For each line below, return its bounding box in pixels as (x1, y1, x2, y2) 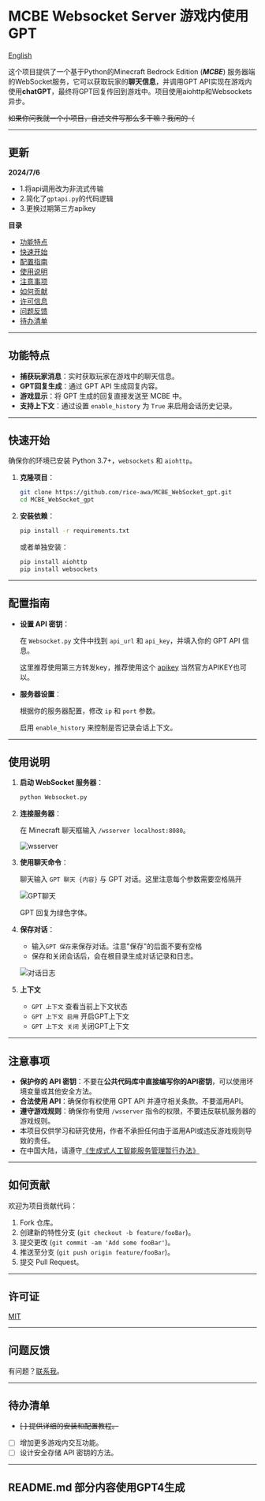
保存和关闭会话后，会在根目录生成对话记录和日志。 (31, 951, 198, 961)
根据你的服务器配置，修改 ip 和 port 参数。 (19, 706, 160, 715)
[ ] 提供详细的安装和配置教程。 (19, 1421, 119, 1431)
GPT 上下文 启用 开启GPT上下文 (31, 1011, 130, 1021)
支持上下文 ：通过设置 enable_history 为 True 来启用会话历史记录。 (19, 400, 237, 411)
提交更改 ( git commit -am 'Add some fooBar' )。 (19, 1237, 175, 1247)
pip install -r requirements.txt (19, 527, 130, 535)
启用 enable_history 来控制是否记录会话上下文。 (19, 722, 177, 732)
